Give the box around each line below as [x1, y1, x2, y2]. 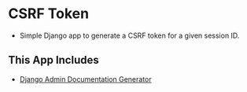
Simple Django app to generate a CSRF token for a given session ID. [19, 31, 240, 40]
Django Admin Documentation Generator [19, 74, 152, 83]
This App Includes [8, 53, 100, 67]
